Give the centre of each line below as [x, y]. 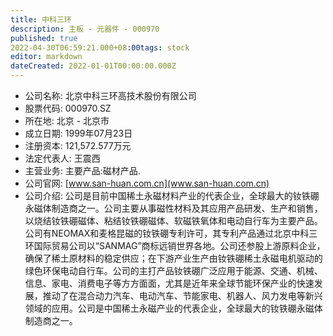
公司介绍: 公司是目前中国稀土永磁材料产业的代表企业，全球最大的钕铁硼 [172, 195]
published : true [44, 38]
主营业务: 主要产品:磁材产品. [82, 170]
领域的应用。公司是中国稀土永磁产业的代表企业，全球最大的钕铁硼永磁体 [173, 308]
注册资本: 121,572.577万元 [78, 145]
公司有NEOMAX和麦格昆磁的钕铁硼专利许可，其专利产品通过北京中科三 [171, 233]
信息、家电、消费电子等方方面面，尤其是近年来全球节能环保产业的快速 [169, 283]
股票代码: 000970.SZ [68, 108]
